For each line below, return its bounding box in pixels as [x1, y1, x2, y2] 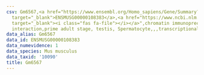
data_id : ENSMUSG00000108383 [6, 37, 80, 43]
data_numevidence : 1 [6, 43, 59, 49]
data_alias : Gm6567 [6, 31, 56, 37]
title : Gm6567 [6, 59, 42, 65]
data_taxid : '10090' [6, 54, 59, 60]
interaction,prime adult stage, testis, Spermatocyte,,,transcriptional [12, 25, 200, 32]
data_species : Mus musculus [6, 48, 78, 54]
